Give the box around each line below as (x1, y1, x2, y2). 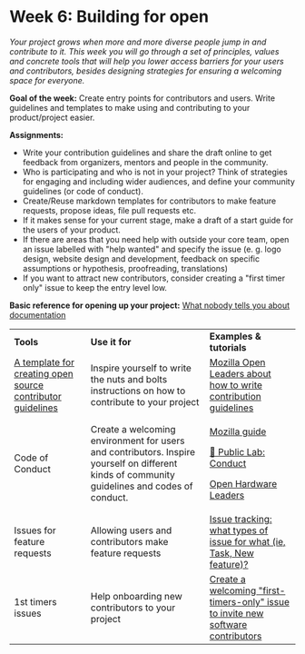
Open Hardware (209, 477, 278, 490)
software (209, 618, 248, 630)
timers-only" (209, 595, 265, 608)
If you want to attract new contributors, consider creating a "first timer (22, 272, 286, 283)
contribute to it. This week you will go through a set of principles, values (9, 45, 280, 56)
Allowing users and (90, 524, 172, 537)
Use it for (90, 335, 132, 348)
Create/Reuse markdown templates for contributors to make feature (22, 195, 277, 206)
